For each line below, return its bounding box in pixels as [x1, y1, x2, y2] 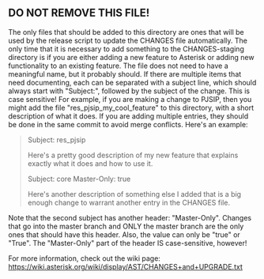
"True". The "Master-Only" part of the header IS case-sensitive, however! [8, 238, 247, 247]
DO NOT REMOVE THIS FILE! [8, 6, 150, 20]
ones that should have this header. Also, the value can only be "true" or [8, 229, 241, 239]
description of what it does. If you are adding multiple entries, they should [8, 111, 249, 121]
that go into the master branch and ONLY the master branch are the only [8, 221, 244, 231]
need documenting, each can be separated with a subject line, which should [8, 77, 257, 87]
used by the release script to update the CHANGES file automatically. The [8, 36, 247, 45]
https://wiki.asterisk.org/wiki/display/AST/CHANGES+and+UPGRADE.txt [8, 262, 243, 271]
